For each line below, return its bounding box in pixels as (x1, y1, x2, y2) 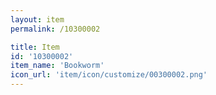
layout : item (10, 14, 65, 25)
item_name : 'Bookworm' (10, 61, 105, 71)
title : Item (10, 42, 60, 52)
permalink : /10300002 (10, 24, 101, 34)
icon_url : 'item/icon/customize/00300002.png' (10, 70, 208, 80)
